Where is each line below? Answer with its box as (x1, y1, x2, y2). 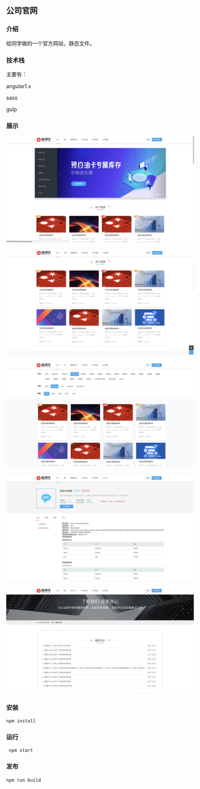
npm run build (6, 777, 42, 783)
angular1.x (6, 82, 32, 89)
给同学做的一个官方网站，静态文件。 (6, 39, 95, 46)
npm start (8, 747, 33, 754)
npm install (6, 717, 36, 724)
